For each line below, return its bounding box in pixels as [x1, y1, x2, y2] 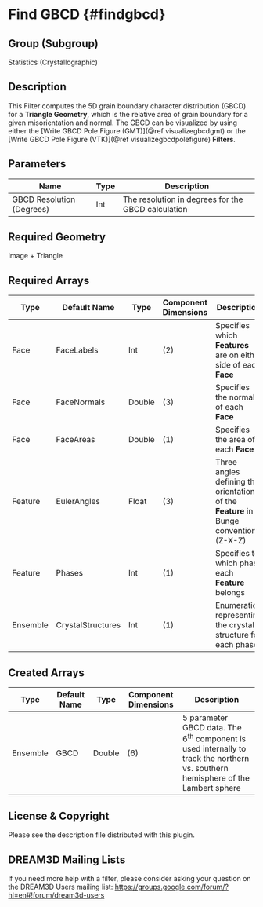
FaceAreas [56, 434, 95, 445]
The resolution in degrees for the [122, 194, 243, 205]
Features [214, 340, 249, 351]
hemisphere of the [182, 773, 250, 784]
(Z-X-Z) [214, 536, 247, 547]
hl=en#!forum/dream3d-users [8, 891, 105, 900]
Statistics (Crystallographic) [8, 57, 98, 67]
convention [214, 525, 257, 536]
